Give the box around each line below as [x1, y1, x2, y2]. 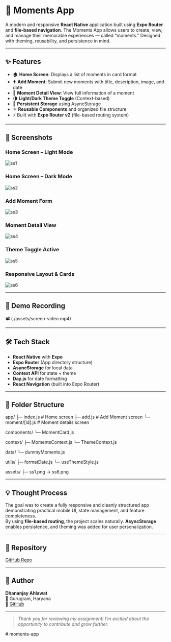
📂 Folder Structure [5, 400, 65, 409]
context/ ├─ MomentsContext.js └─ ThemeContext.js [5, 439, 117, 445]
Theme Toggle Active [5, 246, 60, 253]
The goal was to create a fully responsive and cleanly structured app [5, 502, 149, 508]
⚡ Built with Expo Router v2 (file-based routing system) [12, 112, 129, 118]
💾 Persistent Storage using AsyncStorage [12, 101, 101, 107]
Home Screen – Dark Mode [5, 173, 72, 180]
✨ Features [5, 57, 41, 66]
